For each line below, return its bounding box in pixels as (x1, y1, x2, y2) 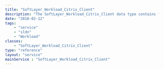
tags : (5, 20, 16, 26)
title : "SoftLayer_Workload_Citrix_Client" (5, 7, 95, 12)
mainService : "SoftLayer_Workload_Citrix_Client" (5, 57, 110, 62)
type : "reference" (5, 48, 42, 52)
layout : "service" (5, 52, 42, 57)
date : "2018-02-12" (5, 16, 45, 21)
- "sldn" (14, 30, 32, 34)
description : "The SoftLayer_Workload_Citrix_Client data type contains (5, 12, 156, 17)
